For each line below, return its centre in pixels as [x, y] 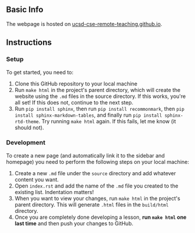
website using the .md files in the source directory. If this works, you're [100, 96]
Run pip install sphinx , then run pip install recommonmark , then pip [99, 109]
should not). [29, 127]
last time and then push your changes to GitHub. [74, 223]
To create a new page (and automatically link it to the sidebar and [85, 155]
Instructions [29, 43]
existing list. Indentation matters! [54, 192]
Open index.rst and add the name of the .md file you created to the [96, 186]
